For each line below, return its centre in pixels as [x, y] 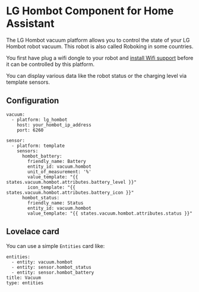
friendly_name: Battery [57, 161]
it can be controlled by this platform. [50, 64]
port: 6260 [30, 130]
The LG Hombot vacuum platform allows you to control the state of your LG [98, 40]
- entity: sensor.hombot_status [52, 267]
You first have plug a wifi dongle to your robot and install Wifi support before [100, 58]
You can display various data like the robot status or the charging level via [97, 76]
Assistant [30, 23]
